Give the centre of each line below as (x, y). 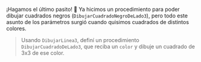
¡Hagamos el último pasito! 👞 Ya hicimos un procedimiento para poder (93, 9)
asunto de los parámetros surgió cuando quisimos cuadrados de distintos (97, 22)
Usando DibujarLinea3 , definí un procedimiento (80, 40)
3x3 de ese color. (43, 53)
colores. (16, 28)
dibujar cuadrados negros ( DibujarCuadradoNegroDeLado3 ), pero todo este (97, 16)
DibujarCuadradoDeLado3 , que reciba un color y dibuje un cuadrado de (108, 46)
